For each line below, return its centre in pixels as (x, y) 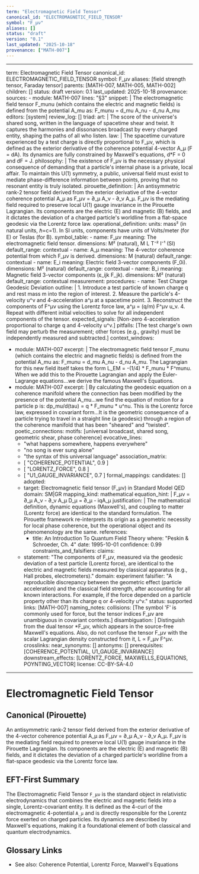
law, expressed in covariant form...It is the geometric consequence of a (102, 412)
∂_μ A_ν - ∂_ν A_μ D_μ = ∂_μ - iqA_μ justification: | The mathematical (107, 500)
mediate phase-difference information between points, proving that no (92, 180)
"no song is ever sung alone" (59, 450)
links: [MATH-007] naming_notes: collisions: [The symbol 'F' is (100, 607)
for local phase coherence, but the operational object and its (97, 526)
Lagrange (26, 380)
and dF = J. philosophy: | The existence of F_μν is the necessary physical (96, 161)
